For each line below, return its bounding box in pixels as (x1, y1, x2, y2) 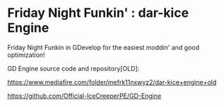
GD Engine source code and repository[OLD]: (7, 64, 140, 73)
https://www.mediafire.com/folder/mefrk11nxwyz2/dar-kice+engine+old (7, 77, 217, 86)
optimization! (7, 51, 45, 59)
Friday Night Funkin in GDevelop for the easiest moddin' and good (7, 43, 200, 51)
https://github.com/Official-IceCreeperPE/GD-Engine (7, 92, 162, 100)
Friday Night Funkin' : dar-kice (7, 5, 189, 21)
